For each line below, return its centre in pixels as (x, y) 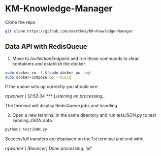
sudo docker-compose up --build (38, 77)
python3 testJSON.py (26, 129)
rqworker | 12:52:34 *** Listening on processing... (56, 96)
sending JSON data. (32, 121)
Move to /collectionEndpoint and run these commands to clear (75, 58)
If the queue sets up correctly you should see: (52, 87)
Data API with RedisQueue (46, 47)
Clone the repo (20, 22)
